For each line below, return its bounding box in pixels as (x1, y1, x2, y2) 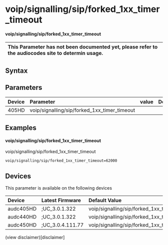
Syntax (5, 66, 28, 75)
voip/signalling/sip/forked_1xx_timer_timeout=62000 (5, 158, 117, 163)
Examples (5, 123, 36, 132)
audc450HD (7, 222, 36, 228)
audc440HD (7, 214, 36, 220)
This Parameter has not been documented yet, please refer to (7, 43, 158, 50)
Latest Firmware (41, 197, 81, 204)
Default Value (88, 197, 121, 204)
